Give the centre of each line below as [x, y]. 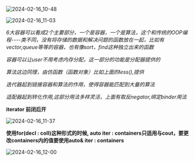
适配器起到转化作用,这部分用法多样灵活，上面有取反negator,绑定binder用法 [96, 97]
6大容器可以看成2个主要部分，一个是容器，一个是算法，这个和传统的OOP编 [97, 32]
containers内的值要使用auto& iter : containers [67, 140]
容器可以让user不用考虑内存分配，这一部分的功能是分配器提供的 [83, 59]
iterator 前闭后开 [26, 109]
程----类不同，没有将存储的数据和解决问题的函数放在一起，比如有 [85, 40]
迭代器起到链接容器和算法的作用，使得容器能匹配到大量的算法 [81, 84]
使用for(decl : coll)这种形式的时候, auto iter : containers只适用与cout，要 [95, 133]
